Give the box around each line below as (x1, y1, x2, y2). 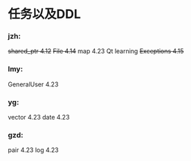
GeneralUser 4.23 (8, 80, 59, 88)
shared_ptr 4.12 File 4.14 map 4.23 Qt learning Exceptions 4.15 (8, 47, 184, 55)
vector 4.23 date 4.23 (8, 113, 70, 122)
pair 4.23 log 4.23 (8, 146, 59, 154)
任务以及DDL (8, 6, 82, 22)
